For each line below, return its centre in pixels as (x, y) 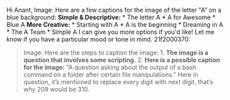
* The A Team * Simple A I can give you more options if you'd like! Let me (111, 32)
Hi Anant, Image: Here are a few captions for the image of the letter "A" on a (114, 10)
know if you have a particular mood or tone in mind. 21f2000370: (98, 39)
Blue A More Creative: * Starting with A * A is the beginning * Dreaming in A (115, 24)
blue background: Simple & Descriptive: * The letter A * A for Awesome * (111, 17)
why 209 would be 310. (56, 89)
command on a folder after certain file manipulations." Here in (111, 74)
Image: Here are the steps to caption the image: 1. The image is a (116, 52)
